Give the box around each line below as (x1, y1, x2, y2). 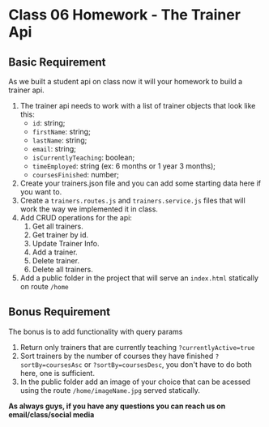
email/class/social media (8, 409, 95, 419)
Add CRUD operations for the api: (19, 213, 132, 222)
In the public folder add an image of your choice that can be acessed (19, 377, 251, 386)
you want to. (19, 187, 62, 196)
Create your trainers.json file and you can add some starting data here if (19, 178, 262, 188)
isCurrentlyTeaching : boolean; (32, 152, 135, 162)
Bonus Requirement (8, 305, 111, 319)
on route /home (19, 282, 69, 291)
